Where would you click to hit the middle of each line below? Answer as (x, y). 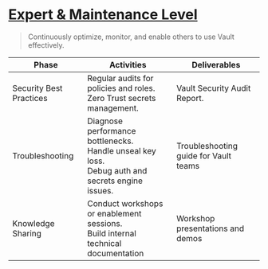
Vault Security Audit (214, 88)
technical (104, 243)
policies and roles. (121, 88)
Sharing (27, 233)
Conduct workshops (125, 203)
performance (112, 131)
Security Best (37, 88)
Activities (128, 64)
